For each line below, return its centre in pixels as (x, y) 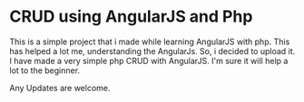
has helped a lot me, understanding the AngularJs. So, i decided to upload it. (152, 51)
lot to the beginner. (44, 70)
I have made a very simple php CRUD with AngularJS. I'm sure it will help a (149, 60)
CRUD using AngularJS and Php (131, 17)
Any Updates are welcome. (60, 88)
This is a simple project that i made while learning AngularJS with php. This (150, 42)
